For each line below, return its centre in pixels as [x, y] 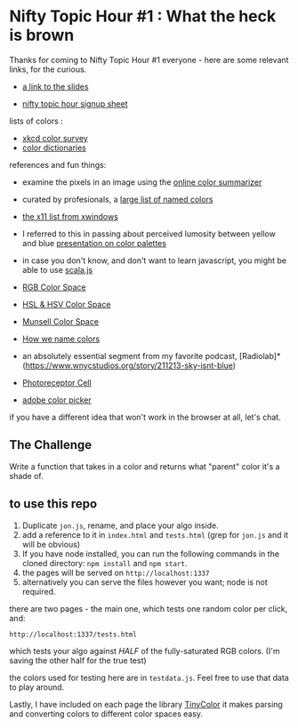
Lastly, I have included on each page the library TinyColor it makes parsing [146, 704]
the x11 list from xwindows [70, 216]
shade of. [27, 476]
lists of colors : [36, 121]
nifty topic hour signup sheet [75, 103]
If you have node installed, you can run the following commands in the [151, 554]
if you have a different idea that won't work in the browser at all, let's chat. [145, 417]
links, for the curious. [48, 69]
